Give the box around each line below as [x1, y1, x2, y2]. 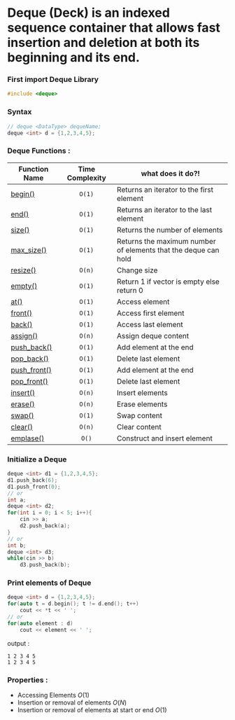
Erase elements [116, 399, 168, 409]
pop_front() [10, 376, 48, 386]
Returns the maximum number [116, 236, 216, 246]
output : [7, 639, 30, 647]
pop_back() [10, 354, 49, 364]
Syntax [7, 107, 32, 117]
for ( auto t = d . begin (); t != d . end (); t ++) [7, 600, 139, 607]
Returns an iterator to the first [116, 184, 213, 194]
